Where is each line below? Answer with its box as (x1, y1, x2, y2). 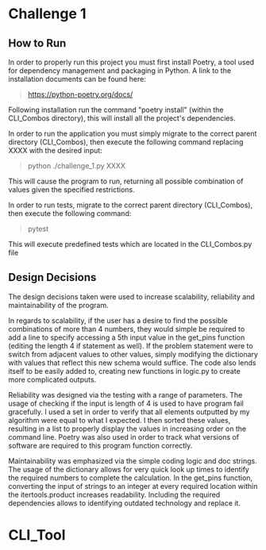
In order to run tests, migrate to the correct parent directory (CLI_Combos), (8, 200, 253, 210)
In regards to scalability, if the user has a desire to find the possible (8, 315, 228, 325)
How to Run (8, 37, 67, 50)
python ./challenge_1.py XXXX (27, 161, 125, 171)
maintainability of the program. (8, 300, 109, 310)
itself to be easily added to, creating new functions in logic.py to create (8, 366, 241, 375)
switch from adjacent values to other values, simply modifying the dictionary (8, 349, 258, 359)
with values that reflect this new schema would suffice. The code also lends (8, 358, 256, 367)
